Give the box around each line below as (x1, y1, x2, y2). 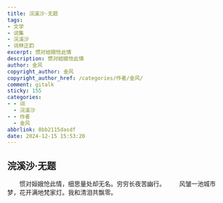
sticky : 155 (7, 87, 42, 94)
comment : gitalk (7, 81, 54, 88)
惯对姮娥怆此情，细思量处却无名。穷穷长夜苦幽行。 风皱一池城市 (19, 179, 216, 188)
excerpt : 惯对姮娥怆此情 (7, 49, 72, 56)
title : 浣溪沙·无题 (7, 10, 58, 17)
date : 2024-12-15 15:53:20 (7, 132, 85, 139)
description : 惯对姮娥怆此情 (7, 55, 85, 62)
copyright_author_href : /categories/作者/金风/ (7, 74, 144, 82)
